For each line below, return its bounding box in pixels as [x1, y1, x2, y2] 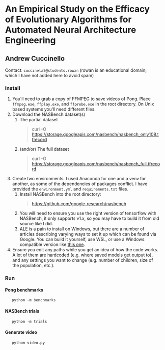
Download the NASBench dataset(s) [12, 111, 85, 117]
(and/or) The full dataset [19, 146, 69, 152]
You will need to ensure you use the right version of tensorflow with [19, 210, 157, 216]
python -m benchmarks [11, 298, 56, 303]
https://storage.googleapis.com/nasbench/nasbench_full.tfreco [31, 161, 160, 167]
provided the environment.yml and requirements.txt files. [12, 186, 129, 192]
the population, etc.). [12, 263, 55, 269]
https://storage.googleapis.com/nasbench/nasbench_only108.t [31, 132, 159, 137]
